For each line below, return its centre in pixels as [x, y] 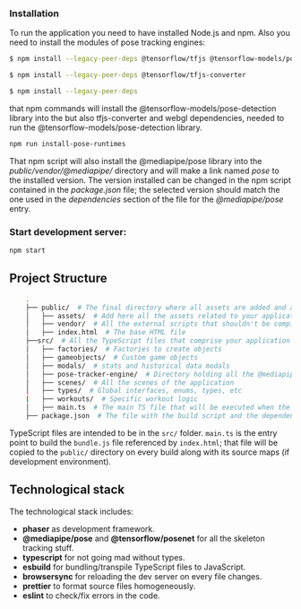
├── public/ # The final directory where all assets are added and [156, 308]
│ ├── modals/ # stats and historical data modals [128, 366]
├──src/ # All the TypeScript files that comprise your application [158, 341]
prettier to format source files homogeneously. [109, 586]
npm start [28, 251]
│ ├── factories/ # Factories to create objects [124, 349]
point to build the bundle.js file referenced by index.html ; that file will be [144, 442]
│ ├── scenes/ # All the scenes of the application [130, 383]
